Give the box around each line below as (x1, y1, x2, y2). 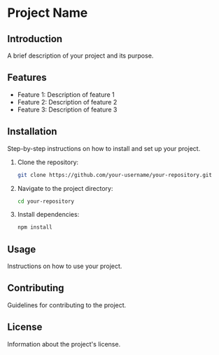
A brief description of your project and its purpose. (7, 51, 154, 60)
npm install (17, 224, 52, 231)
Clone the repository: (17, 158, 79, 166)
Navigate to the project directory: (17, 184, 113, 192)
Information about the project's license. (7, 340, 121, 348)
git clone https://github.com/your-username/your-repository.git (17, 171, 212, 178)
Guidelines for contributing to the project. (7, 300, 127, 309)
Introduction (7, 33, 63, 45)
